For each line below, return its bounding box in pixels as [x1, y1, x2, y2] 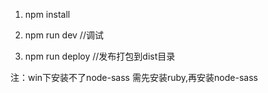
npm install [24, 9, 71, 20]
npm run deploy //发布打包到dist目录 [24, 50, 176, 62]
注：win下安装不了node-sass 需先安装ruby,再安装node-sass [10, 72, 258, 83]
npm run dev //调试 [24, 29, 104, 41]
